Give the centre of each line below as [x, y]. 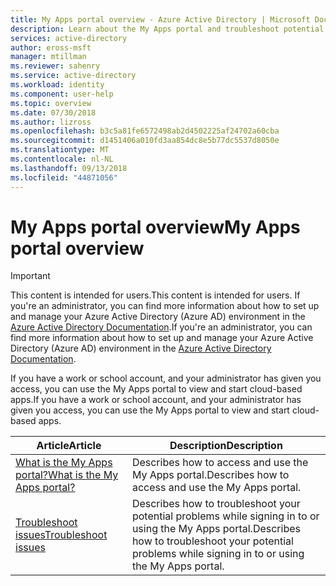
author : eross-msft [51, 47]
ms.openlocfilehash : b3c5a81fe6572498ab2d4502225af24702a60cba [145, 131]
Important [30, 276]
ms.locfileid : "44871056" [64, 177]
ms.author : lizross [51, 122]
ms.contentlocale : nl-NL [62, 159]
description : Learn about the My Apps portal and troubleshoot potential [167, 29]
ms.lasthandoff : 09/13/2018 [69, 168]
